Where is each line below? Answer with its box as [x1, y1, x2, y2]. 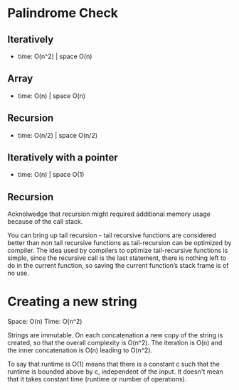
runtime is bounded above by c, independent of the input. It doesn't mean [7, 367, 224, 376]
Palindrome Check [7, 5, 119, 21]
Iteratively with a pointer [7, 151, 119, 164]
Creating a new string [7, 293, 137, 310]
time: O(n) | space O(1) [17, 170, 85, 179]
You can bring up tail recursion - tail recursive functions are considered [7, 231, 217, 239]
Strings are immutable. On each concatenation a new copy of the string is [7, 331, 223, 340]
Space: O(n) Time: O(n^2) [7, 318, 83, 326]
